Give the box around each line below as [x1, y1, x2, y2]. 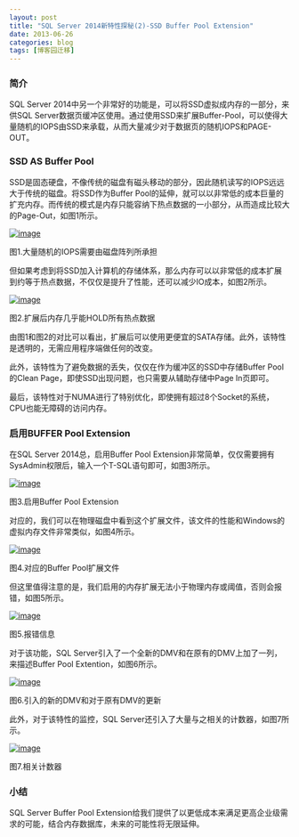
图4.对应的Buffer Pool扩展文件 [9, 563, 120, 573]
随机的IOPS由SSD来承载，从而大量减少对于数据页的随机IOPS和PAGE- [16, 121, 272, 132]
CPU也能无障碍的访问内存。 [9, 402, 112, 413]
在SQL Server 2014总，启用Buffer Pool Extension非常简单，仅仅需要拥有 [9, 449, 276, 459]
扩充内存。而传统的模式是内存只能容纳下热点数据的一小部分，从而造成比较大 [9, 199, 290, 209]
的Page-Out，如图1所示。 [9, 210, 103, 221]
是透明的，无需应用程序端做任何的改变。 [9, 342, 158, 353]
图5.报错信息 [9, 629, 55, 639]
